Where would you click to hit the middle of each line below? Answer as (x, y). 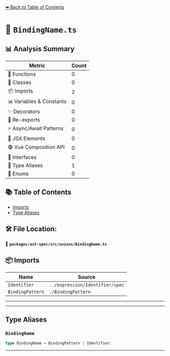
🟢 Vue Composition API (36, 147)
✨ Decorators (24, 112)
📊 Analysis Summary (40, 49)
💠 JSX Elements (27, 138)
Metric (37, 66)
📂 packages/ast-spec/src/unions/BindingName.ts (56, 244)
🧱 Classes (20, 82)
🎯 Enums (18, 174)
